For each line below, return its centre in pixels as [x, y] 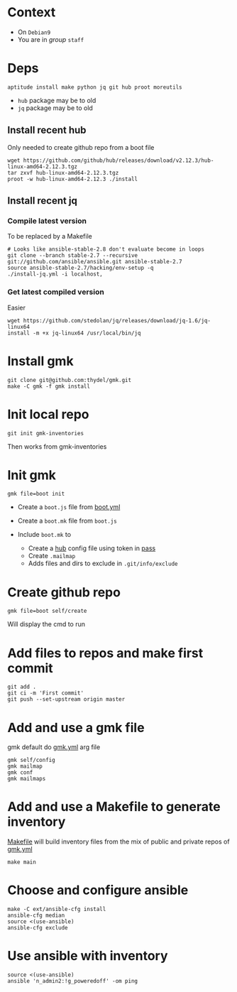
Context [32, 12]
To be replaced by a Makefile [50, 236]
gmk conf [20, 773]
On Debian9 [34, 32]
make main [22, 862]
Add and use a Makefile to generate [114, 807]
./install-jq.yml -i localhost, [55, 274]
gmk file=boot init [36, 494]
